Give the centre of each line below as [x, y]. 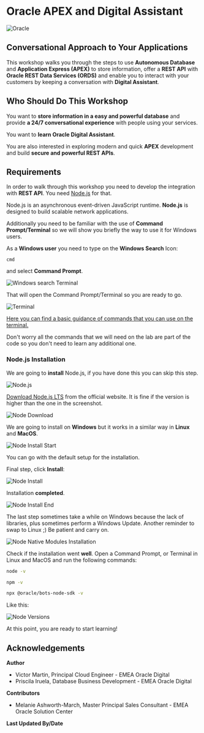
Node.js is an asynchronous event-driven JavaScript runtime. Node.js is [97, 205]
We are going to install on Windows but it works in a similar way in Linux [98, 427]
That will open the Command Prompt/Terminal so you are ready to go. [94, 295]
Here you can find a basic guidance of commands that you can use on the [100, 319]
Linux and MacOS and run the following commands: [72, 560]
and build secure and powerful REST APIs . [61, 153]
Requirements [34, 172]
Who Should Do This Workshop [67, 102]
